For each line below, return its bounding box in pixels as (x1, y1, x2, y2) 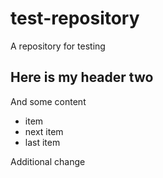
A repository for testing (10, 40, 106, 52)
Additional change (10, 155, 86, 167)
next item (24, 125, 64, 137)
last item (24, 136, 61, 148)
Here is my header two (10, 69, 154, 86)
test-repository (10, 7, 140, 30)
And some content (10, 95, 87, 107)
